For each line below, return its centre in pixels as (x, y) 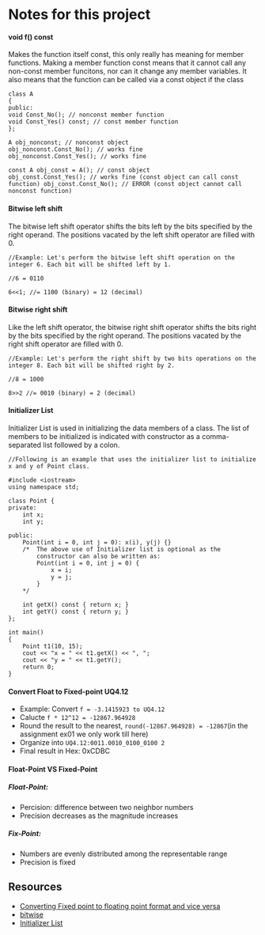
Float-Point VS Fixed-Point (53, 769)
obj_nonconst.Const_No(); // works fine (76, 150)
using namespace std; (44, 487)
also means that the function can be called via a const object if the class (126, 80)
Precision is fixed (48, 862)
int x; (33, 515)
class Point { (32, 501)
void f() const (31, 36)
